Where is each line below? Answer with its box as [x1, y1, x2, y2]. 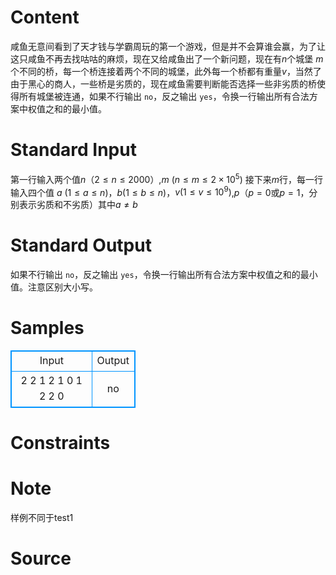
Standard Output [10, 234, 152, 257]
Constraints [10, 432, 111, 455]
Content [10, 6, 80, 29]
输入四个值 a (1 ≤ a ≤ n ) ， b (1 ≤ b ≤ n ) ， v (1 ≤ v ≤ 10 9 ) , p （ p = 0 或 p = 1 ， [10, 184, 310, 198]
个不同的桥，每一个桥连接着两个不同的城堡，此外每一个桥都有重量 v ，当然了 [10, 65, 322, 77]
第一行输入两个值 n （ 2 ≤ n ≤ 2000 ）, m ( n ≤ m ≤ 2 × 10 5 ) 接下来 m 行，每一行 [10, 171, 324, 185]
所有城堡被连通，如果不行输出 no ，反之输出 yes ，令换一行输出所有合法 [18, 90, 310, 102]
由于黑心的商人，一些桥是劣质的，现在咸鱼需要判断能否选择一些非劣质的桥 [10, 77, 317, 90]
